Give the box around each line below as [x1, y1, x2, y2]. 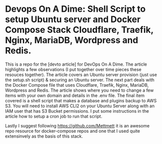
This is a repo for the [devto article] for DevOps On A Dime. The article [5, 61, 147, 67]
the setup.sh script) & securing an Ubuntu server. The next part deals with [5, 77, 155, 83]
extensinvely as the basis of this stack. [5, 133, 83, 139]
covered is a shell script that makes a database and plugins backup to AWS [5, 97, 157, 103]
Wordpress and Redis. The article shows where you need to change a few [5, 87, 154, 93]
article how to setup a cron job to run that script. [5, 113, 103, 119]
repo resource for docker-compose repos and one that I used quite [5, 128, 140, 134]
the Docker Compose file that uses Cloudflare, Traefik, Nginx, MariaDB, [5, 82, 149, 88]
